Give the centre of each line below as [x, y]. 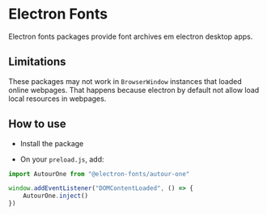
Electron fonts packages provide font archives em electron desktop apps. [131, 36]
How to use [37, 124]
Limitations [37, 62]
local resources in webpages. [57, 99]
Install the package [52, 143]
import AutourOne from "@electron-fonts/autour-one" [99, 174]
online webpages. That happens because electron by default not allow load [134, 90]
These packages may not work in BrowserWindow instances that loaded [125, 81]
